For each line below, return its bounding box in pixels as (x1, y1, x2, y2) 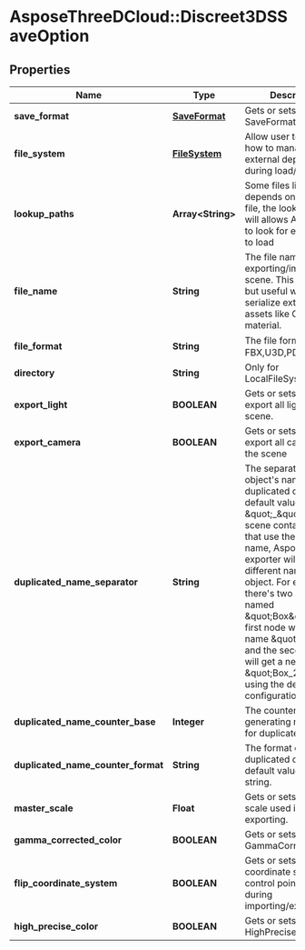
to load (244, 236, 275, 248)
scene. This (244, 274, 295, 285)
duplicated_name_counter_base (14, 715, 156, 728)
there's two (244, 587, 293, 599)
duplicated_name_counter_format (14, 759, 164, 771)
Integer (172, 715, 205, 728)
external (244, 153, 280, 165)
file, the (244, 202, 277, 215)
